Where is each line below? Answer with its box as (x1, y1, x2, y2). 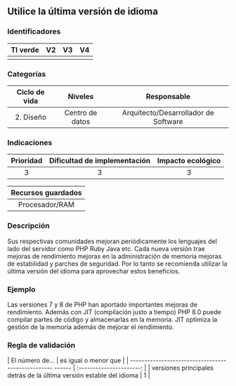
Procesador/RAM (18, 200, 75, 210)
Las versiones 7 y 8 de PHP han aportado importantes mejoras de (7, 300, 198, 309)
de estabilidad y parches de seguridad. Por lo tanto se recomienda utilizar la (7, 259, 228, 268)
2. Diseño (15, 112, 47, 122)
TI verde (11, 45, 40, 55)
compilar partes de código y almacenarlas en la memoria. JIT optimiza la (7, 315, 218, 323)
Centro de (64, 108, 98, 117)
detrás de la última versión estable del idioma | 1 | (7, 371, 150, 380)
